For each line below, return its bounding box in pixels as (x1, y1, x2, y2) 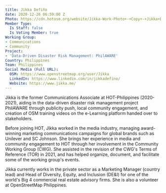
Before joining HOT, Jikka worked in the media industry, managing (5, 125, 140, 131)
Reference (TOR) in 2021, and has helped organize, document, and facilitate (5, 151, 160, 157)
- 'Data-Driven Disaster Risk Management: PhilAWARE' (5, 53, 119, 58)
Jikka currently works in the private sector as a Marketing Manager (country (5, 166, 161, 172)
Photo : (5, 16, 19, 21)
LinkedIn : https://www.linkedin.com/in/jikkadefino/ (9, 76, 121, 81)
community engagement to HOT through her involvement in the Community (5, 141, 159, 146)
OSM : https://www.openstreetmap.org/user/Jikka (9, 72, 110, 77)
